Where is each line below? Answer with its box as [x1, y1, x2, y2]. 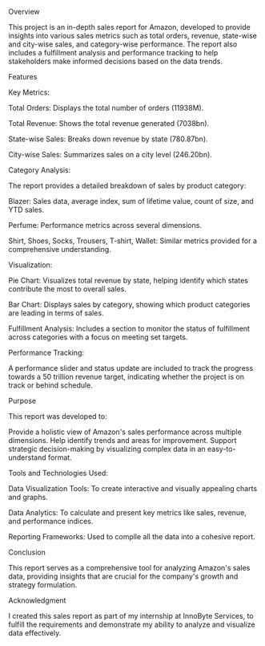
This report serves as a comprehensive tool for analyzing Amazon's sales [8, 563, 251, 572]
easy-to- [207, 445, 236, 453]
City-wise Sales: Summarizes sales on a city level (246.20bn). [8, 150, 212, 159]
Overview [8, 7, 40, 16]
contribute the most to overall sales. [8, 284, 126, 294]
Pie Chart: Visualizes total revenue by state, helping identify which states [8, 276, 248, 285]
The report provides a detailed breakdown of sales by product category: [8, 181, 247, 190]
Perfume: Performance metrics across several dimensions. [8, 221, 203, 230]
